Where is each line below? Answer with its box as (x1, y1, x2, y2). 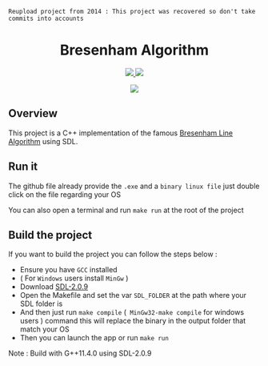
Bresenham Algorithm (59, 41, 210, 59)
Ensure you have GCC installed (19, 265, 118, 275)
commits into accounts (8, 14, 84, 22)
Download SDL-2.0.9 (19, 282, 89, 292)
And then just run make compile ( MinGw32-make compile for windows (19, 308, 245, 317)
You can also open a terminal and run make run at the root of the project (8, 205, 244, 215)
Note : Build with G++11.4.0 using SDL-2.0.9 (8, 348, 152, 358)
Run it (8, 160, 38, 174)
